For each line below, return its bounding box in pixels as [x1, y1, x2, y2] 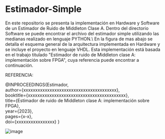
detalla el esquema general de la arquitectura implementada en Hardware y [5, 41, 160, 47]
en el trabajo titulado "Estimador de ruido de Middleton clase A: [5, 51, 136, 58]
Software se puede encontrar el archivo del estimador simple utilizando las [5, 30, 159, 36]
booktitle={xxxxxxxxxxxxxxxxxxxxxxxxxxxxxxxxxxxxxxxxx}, [5, 92, 129, 98]
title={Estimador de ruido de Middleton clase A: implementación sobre [5, 97, 150, 103]
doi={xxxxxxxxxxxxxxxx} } [5, 119, 60, 125]
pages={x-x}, [5, 113, 33, 119]
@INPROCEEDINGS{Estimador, [5, 81, 69, 88]
